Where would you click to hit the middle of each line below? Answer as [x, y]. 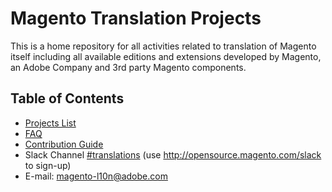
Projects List [50, 123]
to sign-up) [48, 165]
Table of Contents [67, 98]
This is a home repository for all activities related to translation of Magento [163, 46]
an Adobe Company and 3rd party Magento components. [128, 67]
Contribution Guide [64, 144]
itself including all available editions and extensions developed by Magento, [166, 56]
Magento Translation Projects [136, 18]
